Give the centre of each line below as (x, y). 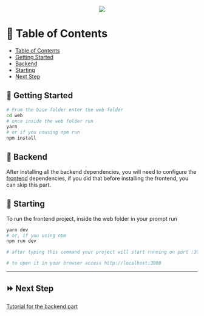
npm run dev (21, 241)
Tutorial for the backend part (42, 306)
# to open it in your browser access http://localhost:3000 (84, 263)
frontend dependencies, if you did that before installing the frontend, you (97, 178)
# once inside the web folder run (50, 121)
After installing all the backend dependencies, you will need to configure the (101, 171)
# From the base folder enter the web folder (65, 110)
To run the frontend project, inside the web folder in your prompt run (92, 218)
